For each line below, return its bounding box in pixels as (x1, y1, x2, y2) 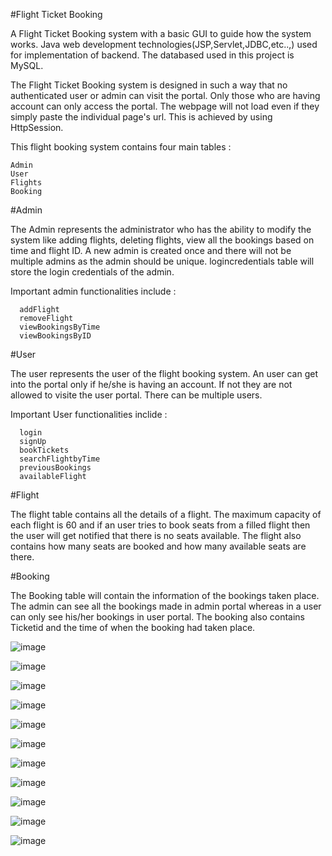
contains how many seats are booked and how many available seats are (10, 540, 307, 552)
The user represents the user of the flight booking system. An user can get (10, 368, 318, 379)
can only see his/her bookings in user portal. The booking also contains (10, 611, 305, 623)
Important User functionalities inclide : (10, 409, 168, 420)
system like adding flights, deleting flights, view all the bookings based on (10, 234, 315, 246)
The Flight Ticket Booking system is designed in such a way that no (10, 79, 288, 91)
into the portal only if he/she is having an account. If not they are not (10, 379, 293, 390)
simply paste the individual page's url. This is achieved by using (10, 111, 273, 123)
